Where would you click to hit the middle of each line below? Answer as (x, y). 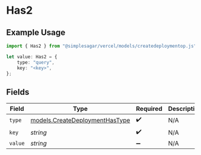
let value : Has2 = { (32, 57)
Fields (18, 92)
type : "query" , (36, 62)
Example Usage (36, 32)
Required (149, 109)
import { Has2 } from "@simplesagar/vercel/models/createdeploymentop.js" (101, 46)
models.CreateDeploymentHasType (80, 120)
